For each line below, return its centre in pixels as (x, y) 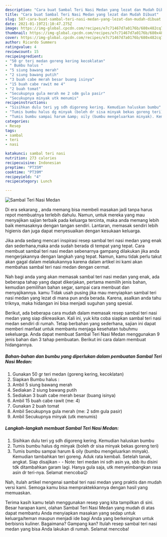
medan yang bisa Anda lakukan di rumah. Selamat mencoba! (67, 529)
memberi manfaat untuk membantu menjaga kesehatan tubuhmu (71, 329)
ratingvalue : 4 (21, 47)
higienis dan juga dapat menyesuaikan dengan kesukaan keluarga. (73, 231)
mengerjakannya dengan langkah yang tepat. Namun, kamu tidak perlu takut (83, 257)
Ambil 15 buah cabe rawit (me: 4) (46, 401)
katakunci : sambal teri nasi (35, 154)
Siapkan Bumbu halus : (36, 380)
